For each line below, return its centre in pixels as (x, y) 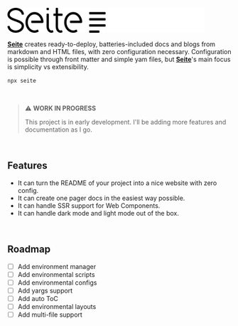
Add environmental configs (57, 283)
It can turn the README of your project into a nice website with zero (117, 183)
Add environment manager (57, 266)
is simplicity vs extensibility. (48, 67)
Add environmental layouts (57, 306)
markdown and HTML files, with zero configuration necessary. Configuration (119, 52)
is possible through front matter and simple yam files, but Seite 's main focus (119, 59)
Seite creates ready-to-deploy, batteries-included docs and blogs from (111, 44)
